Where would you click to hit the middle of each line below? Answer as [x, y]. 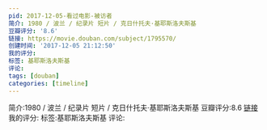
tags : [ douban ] [34, 76]
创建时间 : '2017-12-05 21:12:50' [62, 46]
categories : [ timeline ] [49, 83]
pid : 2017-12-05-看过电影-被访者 [60, 16]
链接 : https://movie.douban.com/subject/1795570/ [92, 38]
